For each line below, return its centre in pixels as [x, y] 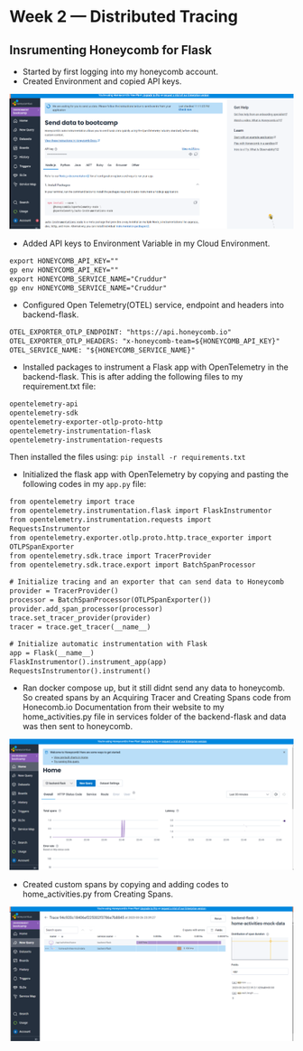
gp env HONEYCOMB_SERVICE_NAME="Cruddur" [88, 288]
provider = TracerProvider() [64, 591]
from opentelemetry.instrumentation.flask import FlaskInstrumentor [141, 511]
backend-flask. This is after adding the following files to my [133, 376]
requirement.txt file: [59, 386]
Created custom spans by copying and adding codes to [125, 885]
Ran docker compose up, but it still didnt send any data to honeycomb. [154, 688]
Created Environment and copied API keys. [102, 81]
